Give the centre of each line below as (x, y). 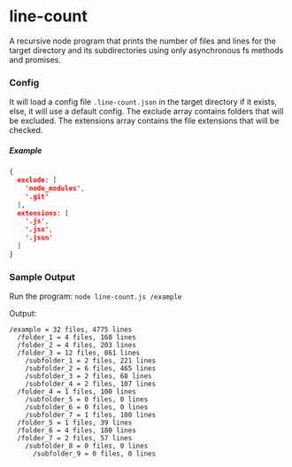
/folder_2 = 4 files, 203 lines (77, 346)
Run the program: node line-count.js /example (96, 296)
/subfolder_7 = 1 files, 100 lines (91, 415)
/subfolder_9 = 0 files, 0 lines (94, 454)
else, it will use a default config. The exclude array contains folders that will (146, 112)
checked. (26, 130)
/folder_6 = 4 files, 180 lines (77, 431)
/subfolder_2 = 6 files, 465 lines (91, 369)
